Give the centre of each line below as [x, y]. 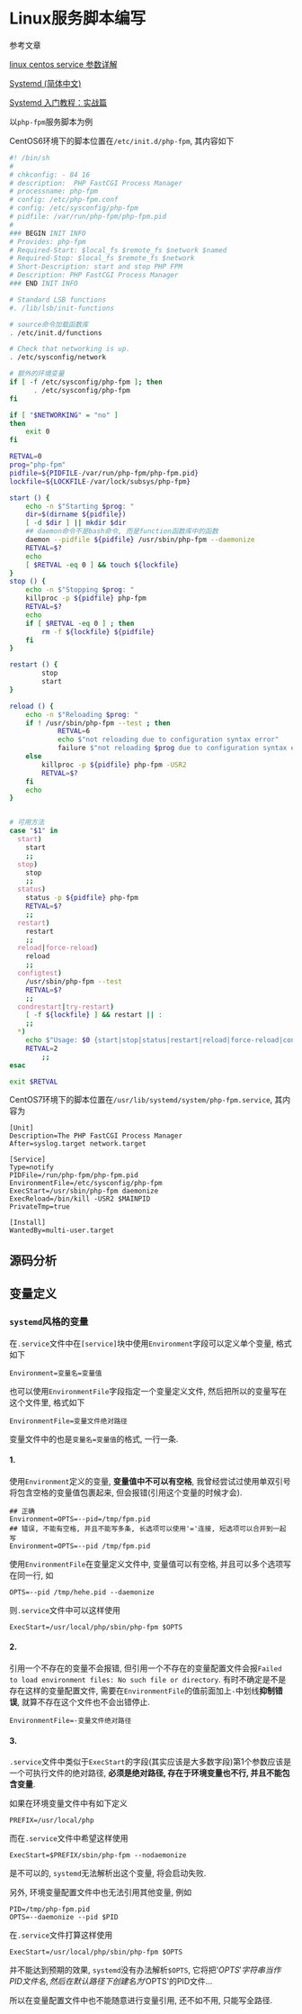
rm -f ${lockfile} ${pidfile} [98, 631]
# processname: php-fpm [54, 191]
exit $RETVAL [34, 1082]
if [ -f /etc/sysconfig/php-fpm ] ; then [86, 382]
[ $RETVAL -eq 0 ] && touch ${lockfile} [102, 565]
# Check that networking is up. [70, 349]
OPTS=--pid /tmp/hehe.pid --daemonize [82, 1592]
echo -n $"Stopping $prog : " [80, 590]
